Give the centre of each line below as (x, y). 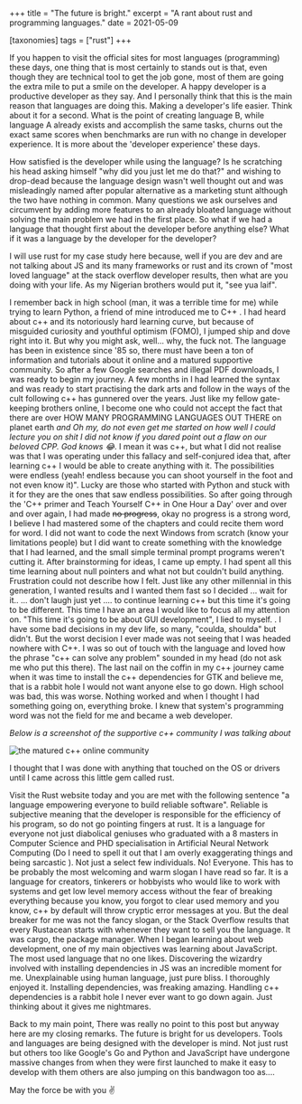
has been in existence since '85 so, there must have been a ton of (132, 350)
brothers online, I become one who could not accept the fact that (162, 408)
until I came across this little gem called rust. (92, 778)
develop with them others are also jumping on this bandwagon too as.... (142, 1072)
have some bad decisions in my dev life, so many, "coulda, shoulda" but (143, 629)
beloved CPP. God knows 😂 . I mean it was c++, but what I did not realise (146, 446)
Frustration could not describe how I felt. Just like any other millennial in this (151, 581)
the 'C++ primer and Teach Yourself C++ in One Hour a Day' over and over (148, 504)
